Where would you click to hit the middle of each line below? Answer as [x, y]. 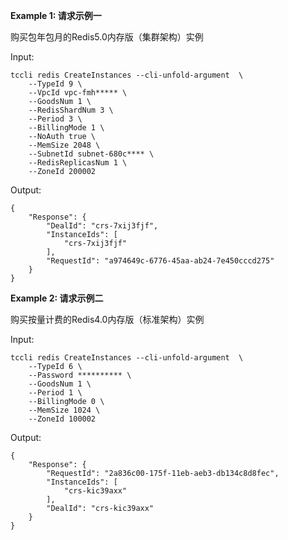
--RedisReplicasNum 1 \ [78, 163]
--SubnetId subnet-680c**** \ [91, 154]
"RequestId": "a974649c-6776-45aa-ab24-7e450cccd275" [160, 261]
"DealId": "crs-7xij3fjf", [102, 226]
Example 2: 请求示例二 [57, 298]
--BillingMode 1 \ [66, 128]
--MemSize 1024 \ [64, 410]
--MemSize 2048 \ [64, 145]
